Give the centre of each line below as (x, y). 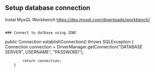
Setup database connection (48, 8)
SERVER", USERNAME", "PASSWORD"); (44, 52)
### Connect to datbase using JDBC (41, 33)
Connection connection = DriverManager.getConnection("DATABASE (74, 47)
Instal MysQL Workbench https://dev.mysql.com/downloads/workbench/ (77, 19)
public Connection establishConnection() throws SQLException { (70, 42)
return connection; (42, 61)
